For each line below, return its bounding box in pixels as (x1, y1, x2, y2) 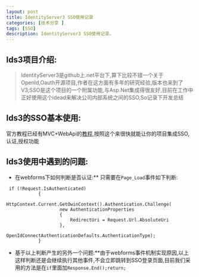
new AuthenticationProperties (59, 207, 135, 213)
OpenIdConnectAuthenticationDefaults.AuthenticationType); (6, 232, 156, 239)
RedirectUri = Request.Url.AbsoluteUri (70, 217, 169, 223)
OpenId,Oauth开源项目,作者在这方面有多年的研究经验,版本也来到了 (20, 79, 184, 86)
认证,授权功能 (6, 137, 40, 144)
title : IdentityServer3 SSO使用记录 (6, 14, 94, 20)
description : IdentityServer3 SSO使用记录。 (6, 31, 114, 37)
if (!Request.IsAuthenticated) (8, 186, 86, 192)
